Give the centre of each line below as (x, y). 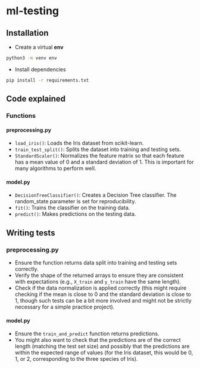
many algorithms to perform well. (55, 168)
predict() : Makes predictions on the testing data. (75, 214)
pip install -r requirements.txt (48, 80)
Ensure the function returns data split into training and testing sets (96, 263)
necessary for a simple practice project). (65, 307)
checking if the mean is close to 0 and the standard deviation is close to (103, 294)
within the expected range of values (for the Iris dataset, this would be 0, (104, 353)
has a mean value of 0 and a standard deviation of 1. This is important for (104, 162)
